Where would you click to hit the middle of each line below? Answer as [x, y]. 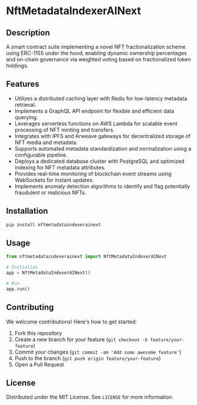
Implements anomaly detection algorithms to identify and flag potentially [102, 186]
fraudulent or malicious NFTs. [50, 192]
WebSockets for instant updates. [54, 180]
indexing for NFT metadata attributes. [60, 167]
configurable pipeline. [41, 155]
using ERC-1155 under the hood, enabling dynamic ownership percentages [96, 53]
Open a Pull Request [39, 364]
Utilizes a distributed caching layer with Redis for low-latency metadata [101, 98]
